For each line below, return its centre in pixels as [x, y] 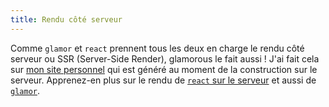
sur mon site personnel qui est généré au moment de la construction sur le [164, 69]
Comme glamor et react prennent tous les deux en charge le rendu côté [157, 48]
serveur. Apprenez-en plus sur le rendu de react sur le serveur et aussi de [163, 80]
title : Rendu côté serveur [66, 19]
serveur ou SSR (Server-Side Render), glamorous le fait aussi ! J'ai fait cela [165, 58]
